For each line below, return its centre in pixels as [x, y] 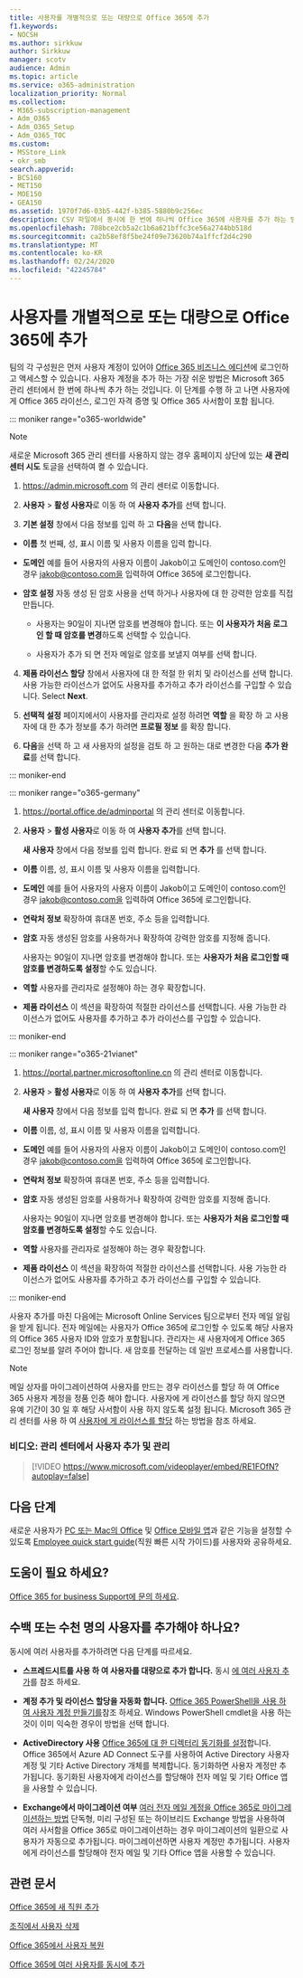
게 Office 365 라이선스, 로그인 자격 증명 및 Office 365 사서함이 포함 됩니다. [142, 401]
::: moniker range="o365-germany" [75, 792]
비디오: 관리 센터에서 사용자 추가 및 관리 [90, 1446]
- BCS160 [26, 177]
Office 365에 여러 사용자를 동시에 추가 [77, 1964]
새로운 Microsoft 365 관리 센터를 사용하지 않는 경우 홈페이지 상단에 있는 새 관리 [149, 455]
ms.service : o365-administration [72, 85]
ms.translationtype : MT [54, 245]
